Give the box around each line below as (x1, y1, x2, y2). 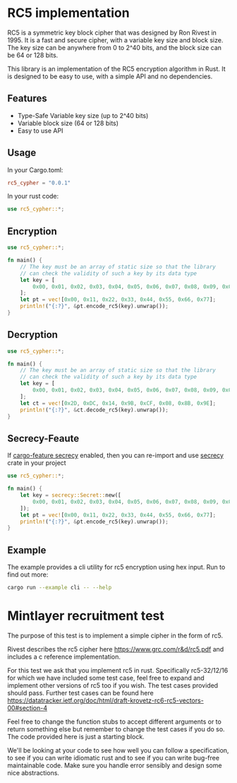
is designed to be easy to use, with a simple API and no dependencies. (7, 72, 213, 81)
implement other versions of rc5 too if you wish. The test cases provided (7, 681, 219, 690)
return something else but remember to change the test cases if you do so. (7, 724, 225, 733)
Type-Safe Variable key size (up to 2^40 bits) (17, 111, 149, 119)
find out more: (7, 570, 49, 579)
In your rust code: (7, 192, 59, 201)
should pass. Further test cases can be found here (7, 688, 154, 697)
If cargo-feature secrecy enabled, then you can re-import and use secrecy (7, 451, 224, 460)
